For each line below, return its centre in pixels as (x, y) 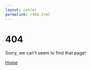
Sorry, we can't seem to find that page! (46, 53)
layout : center (21, 10)
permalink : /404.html (28, 14)
